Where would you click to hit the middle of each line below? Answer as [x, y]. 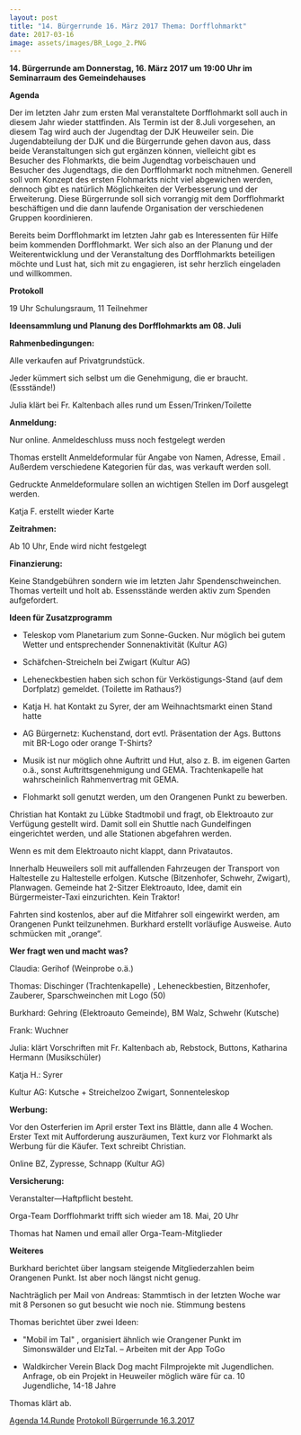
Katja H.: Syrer [36, 1075]
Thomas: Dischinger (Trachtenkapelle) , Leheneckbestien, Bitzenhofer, [140, 986]
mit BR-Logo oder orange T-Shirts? [87, 743]
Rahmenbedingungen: [52, 344]
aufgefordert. [34, 600]
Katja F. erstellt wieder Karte [62, 511]
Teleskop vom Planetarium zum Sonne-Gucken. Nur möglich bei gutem [154, 635]
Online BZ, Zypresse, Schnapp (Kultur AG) [87, 1164]
